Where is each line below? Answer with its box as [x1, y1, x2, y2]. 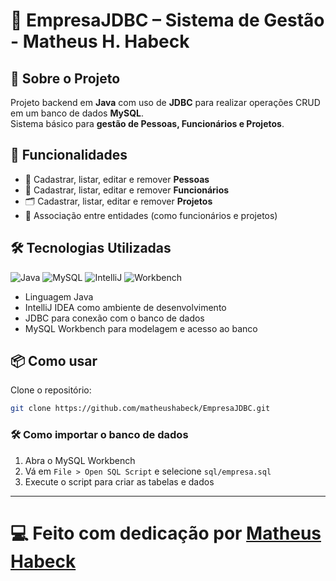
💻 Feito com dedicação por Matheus [10, 522, 322, 544]
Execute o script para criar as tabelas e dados [24, 475, 215, 488]
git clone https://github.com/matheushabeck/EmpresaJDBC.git [10, 404, 271, 414]
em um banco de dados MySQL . [10, 107, 145, 119]
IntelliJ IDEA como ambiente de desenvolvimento [24, 301, 227, 313]
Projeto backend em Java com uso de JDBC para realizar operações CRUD [10, 97, 321, 108]
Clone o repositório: [10, 384, 92, 396]
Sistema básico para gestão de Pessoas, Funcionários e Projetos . [10, 118, 285, 129]
